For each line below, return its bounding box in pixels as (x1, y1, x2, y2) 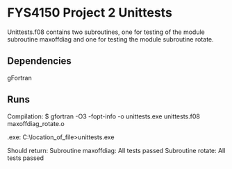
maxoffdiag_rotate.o (7, 119, 65, 127)
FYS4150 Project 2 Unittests (7, 5, 172, 21)
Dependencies (7, 55, 72, 67)
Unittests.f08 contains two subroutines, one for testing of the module (7, 28, 205, 36)
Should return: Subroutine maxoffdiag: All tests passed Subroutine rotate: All (7, 146, 226, 154)
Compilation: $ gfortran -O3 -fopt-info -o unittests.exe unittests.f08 (7, 112, 200, 121)
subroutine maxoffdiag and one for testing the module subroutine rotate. (7, 35, 214, 43)
